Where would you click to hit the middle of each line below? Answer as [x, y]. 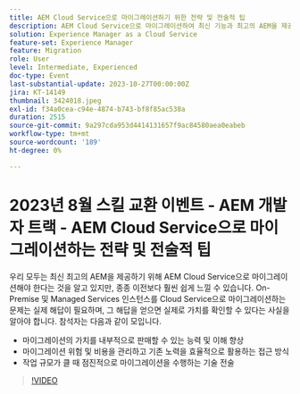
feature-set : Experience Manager [71, 42]
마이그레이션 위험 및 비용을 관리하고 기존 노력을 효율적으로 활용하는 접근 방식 [156, 351]
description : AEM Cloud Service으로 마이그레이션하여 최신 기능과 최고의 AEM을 [143, 26]
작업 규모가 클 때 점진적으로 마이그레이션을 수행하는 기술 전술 [128, 362]
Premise [25, 298]
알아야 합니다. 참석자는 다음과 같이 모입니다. [86, 321]
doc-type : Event [39, 76]
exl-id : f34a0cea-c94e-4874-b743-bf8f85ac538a [97, 109]
